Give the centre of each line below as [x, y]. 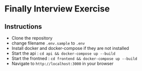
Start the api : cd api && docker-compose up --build [63, 53]
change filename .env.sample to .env [48, 43]
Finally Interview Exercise [57, 9]
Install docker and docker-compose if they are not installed [70, 48]
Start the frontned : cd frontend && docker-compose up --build [74, 58]
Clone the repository [32, 38]
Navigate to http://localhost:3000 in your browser [63, 64]
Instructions [23, 27]
